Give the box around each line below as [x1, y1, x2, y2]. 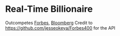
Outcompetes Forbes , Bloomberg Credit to [5, 20, 93, 26]
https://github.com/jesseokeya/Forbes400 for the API [5, 25, 115, 31]
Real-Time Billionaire [5, 3, 93, 15]
